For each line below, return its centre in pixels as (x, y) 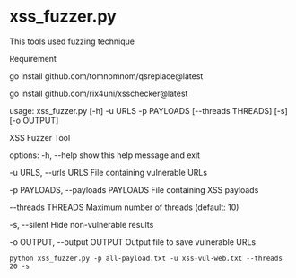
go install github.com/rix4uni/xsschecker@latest (99, 93)
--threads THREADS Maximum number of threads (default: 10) (124, 207)
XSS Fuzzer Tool (40, 137)
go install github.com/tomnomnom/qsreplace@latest (106, 76)
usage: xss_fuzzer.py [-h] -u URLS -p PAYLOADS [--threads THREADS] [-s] (149, 110)
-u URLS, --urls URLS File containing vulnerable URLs (109, 172)
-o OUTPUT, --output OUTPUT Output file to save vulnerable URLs (133, 242)
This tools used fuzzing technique (72, 41)
